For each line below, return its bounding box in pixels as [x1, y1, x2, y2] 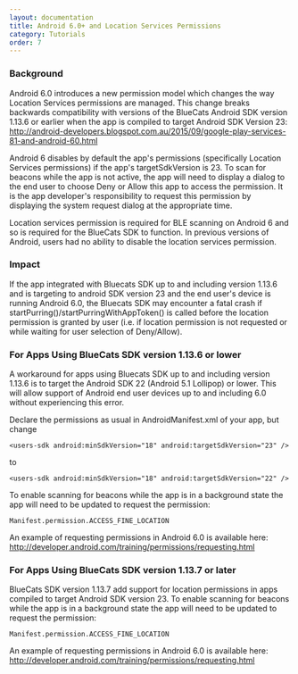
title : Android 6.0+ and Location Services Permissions [9, 21, 221, 30]
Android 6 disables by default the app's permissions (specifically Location [9, 153, 282, 163]
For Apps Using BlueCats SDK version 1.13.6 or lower [9, 348, 242, 361]
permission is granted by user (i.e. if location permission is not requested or [9, 316, 288, 327]
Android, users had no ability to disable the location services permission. [9, 236, 277, 246]
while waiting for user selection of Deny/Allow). [9, 326, 183, 337]
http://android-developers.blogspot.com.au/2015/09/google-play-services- [9, 126, 287, 137]
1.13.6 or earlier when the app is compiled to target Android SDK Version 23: [9, 116, 288, 127]
